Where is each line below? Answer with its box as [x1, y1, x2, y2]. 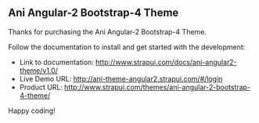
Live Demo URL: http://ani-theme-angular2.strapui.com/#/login [19, 74, 223, 83]
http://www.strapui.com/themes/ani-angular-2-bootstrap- [63, 82, 251, 92]
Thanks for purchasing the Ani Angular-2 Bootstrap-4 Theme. [8, 27, 207, 36]
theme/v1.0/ [19, 66, 59, 75]
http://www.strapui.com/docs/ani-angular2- [95, 57, 237, 67]
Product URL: [19, 82, 63, 92]
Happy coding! [8, 106, 56, 115]
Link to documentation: [19, 57, 94, 67]
